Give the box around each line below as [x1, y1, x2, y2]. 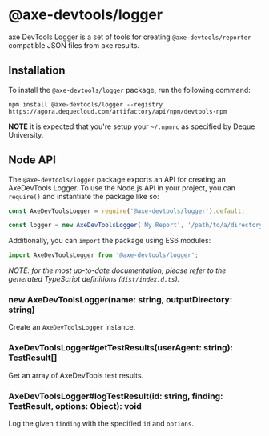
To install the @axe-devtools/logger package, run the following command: [8, 85, 251, 94]
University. [8, 130, 44, 139]
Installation [8, 64, 66, 78]
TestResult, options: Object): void [8, 400, 142, 411]
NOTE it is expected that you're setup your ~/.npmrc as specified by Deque [8, 122, 255, 131]
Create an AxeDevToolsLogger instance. [8, 322, 136, 332]
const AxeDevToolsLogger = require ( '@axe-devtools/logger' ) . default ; [8, 206, 246, 215]
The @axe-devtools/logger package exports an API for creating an [8, 174, 226, 184]
